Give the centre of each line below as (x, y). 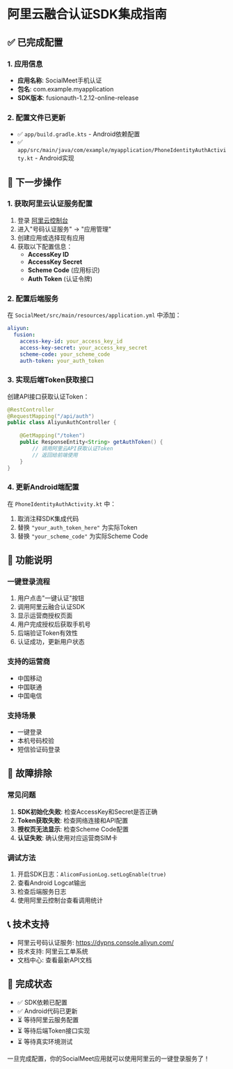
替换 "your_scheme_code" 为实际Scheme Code (82, 536)
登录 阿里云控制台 (42, 220)
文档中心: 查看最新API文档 (55, 959)
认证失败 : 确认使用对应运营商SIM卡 (67, 837)
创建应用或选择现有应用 (51, 237)
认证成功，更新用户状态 (51, 642)
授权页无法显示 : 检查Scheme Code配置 (73, 829)
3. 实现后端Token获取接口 (50, 380)
